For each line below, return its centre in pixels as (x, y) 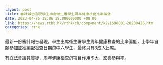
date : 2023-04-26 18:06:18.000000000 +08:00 (51, 18)
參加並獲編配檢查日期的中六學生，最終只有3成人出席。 (64, 48)
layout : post (18, 9)
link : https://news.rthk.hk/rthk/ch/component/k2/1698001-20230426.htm (79, 23)
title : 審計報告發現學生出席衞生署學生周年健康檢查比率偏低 (58, 14)
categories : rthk (23, 27)
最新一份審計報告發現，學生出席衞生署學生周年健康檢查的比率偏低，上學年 (80, 42)
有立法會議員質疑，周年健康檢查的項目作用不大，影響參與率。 (67, 58)
